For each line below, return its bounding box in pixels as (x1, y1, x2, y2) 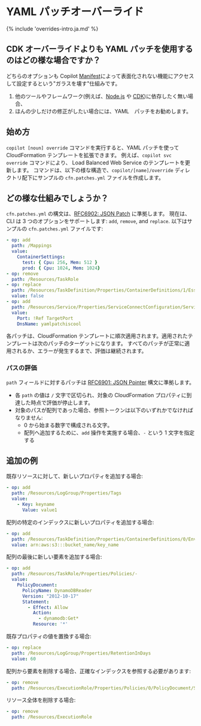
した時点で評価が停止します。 (20, 399, 94, 406)
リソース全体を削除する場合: (6, 697, 76, 704)
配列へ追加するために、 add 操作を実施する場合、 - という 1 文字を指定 (23, 429, 195, 436)
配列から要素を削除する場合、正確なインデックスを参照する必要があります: (6, 667, 191, 674)
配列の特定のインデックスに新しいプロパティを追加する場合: (6, 518, 154, 526)
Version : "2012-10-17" (22, 593, 79, 599)
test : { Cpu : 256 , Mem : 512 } (22, 259, 98, 265)
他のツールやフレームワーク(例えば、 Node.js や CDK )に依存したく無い (14, 92, 188, 100)
